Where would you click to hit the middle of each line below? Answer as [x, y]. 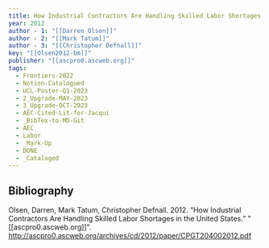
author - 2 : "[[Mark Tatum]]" [59, 38]
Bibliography [41, 190]
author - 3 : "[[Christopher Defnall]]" [75, 46]
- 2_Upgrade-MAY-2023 [52, 98]
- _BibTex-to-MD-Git [50, 121]
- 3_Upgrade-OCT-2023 [52, 105]
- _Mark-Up [34, 143]
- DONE [27, 151]
